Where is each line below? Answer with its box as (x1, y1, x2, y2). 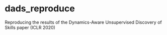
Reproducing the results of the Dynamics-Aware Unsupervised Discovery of (5, 19, 162, 25)
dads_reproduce (5, 3, 75, 14)
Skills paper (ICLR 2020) (5, 24, 56, 30)
